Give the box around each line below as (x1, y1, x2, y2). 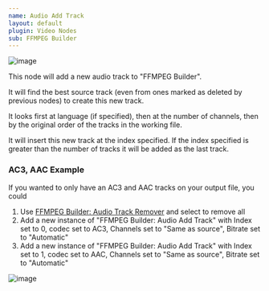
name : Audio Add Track (8, 11, 84, 20)
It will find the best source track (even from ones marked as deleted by (8, 88, 243, 97)
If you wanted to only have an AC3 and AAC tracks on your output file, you (8, 182, 255, 192)
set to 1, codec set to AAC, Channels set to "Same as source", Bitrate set (19, 249, 260, 259)
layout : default (8, 19, 63, 27)
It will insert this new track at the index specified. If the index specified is (8, 136, 249, 145)
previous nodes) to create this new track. (8, 96, 145, 105)
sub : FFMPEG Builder (8, 34, 78, 43)
